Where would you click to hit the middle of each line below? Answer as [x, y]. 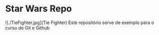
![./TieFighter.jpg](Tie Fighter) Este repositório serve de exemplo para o [80, 22]
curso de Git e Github [27, 27]
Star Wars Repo [38, 9]
